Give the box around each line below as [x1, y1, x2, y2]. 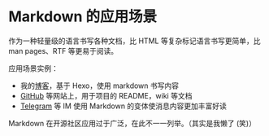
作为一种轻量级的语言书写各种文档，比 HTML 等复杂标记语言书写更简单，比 [8, 36, 261, 46]
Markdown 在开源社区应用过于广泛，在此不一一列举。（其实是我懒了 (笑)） [8, 118, 256, 128]
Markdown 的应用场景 [8, 7, 158, 26]
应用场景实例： [8, 63, 59, 73]
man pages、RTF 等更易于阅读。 [8, 46, 119, 55]
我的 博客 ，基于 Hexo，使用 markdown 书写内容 [20, 81, 180, 90]
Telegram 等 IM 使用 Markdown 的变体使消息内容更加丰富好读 [20, 101, 228, 111]
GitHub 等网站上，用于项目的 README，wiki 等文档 [20, 90, 193, 100]
